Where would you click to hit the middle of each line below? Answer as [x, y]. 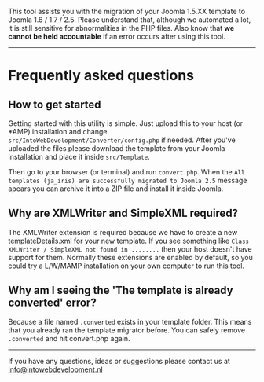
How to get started [55, 104]
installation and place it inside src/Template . [79, 157]
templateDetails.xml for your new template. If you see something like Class [129, 241]
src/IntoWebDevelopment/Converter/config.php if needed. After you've [122, 140]
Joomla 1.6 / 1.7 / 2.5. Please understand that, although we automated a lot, [130, 20]
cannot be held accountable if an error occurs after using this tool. [117, 36]
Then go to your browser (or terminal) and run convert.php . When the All [126, 172]
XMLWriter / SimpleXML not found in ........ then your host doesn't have [130, 249]
